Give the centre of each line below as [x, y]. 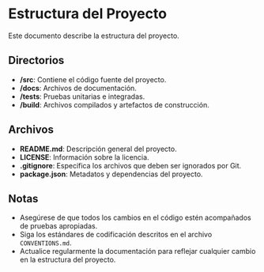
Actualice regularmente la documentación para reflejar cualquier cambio [138, 251]
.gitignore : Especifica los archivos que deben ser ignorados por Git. [130, 165]
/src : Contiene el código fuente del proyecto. [93, 79]
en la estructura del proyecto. [68, 260]
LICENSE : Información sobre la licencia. [84, 157]
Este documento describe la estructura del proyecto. [94, 36]
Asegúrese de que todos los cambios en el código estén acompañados [135, 217]
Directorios [36, 60]
